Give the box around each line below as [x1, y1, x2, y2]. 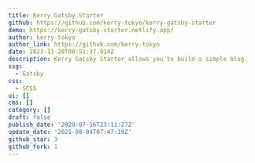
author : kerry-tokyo [8, 33, 76, 42]
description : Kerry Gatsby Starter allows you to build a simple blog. [8, 56, 248, 63]
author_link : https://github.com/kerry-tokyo [8, 41, 160, 49]
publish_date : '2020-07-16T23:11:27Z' [8, 121, 135, 129]
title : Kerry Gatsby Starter [8, 11, 104, 20]
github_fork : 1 [8, 143, 58, 150]
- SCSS [15, 84, 37, 92]
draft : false [8, 114, 51, 121]
